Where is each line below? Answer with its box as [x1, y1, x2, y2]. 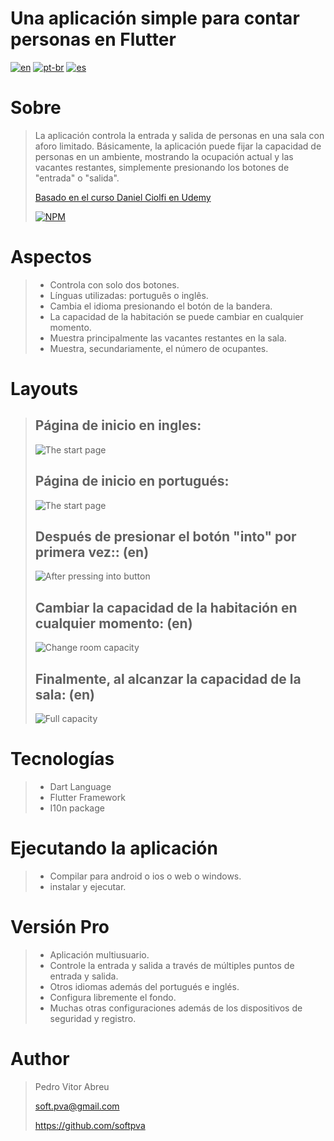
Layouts [10, 378, 79, 400]
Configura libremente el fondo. [49, 991, 177, 1003]
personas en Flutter [10, 28, 177, 51]
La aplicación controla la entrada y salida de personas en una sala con [34, 129, 325, 141]
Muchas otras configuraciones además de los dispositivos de [49, 1002, 303, 1014]
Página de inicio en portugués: [34, 473, 230, 490]
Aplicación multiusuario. [49, 948, 150, 961]
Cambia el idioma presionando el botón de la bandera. [49, 300, 273, 312]
